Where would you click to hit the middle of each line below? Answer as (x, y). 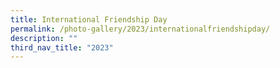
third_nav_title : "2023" (62, 47)
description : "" (44, 38)
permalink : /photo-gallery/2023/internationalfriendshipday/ (140, 29)
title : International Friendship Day (89, 19)
